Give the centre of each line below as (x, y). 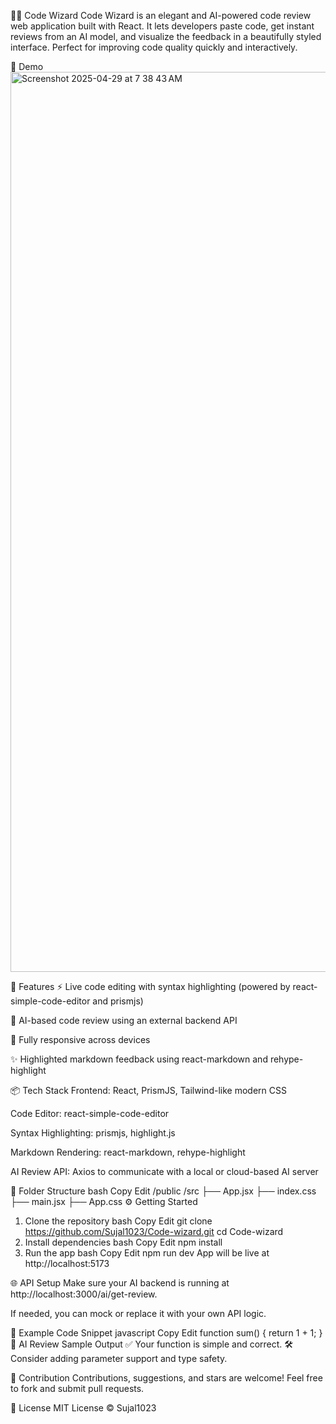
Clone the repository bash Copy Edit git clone (118, 1221)
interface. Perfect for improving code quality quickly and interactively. (154, 47)
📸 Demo (27, 66)
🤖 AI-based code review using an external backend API (124, 1020)
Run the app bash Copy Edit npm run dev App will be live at (147, 1253)
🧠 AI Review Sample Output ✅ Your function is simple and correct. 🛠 (152, 1344)
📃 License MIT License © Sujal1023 (83, 1408)
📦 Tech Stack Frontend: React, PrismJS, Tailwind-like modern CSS (148, 1090)
